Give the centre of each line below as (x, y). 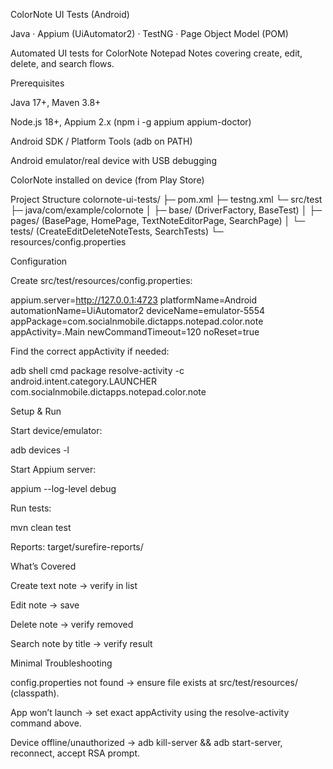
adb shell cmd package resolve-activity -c (97, 370)
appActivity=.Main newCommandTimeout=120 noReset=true (135, 332)
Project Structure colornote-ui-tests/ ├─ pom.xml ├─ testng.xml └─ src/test (166, 199)
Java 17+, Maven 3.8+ (56, 102)
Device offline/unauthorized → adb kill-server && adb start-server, (146, 742)
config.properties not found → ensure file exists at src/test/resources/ (154, 682)
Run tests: (31, 508)
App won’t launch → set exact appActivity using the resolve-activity (150, 712)
